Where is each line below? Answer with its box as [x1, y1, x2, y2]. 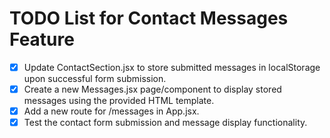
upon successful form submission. [23, 73, 167, 84]
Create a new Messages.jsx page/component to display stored [23, 83, 282, 95]
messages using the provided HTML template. [23, 95, 215, 107]
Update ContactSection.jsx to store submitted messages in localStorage [23, 61, 321, 73]
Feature [9, 28, 75, 51]
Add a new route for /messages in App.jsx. [23, 105, 200, 117]
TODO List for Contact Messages [9, 7, 289, 30]
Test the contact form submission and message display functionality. [23, 117, 308, 129]
